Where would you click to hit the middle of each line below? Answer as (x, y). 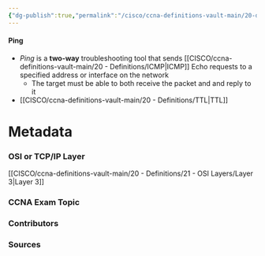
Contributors (34, 224)
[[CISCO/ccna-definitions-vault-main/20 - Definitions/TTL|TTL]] (124, 100)
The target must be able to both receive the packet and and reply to (141, 83)
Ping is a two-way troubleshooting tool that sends (101, 58)
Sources (24, 245)
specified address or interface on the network (94, 75)
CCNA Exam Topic (44, 202)
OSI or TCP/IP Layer (47, 156)
